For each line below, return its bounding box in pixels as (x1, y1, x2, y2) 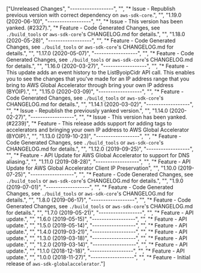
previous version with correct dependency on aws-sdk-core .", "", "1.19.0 (6, 11, 182, 19)
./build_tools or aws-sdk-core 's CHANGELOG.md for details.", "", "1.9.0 (6, 177, 184, 184)
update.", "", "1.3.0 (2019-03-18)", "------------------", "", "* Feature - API (6, 235, 188, 242)
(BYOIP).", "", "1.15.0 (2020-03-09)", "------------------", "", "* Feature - (6, 88, 184, 95)
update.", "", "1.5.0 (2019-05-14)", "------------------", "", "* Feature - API (6, 222, 188, 229)
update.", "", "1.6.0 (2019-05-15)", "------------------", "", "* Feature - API (6, 215, 187, 223)
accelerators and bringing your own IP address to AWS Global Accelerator (6, 126, 190, 133)
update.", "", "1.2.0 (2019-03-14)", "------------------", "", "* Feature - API (6, 241, 188, 248)
